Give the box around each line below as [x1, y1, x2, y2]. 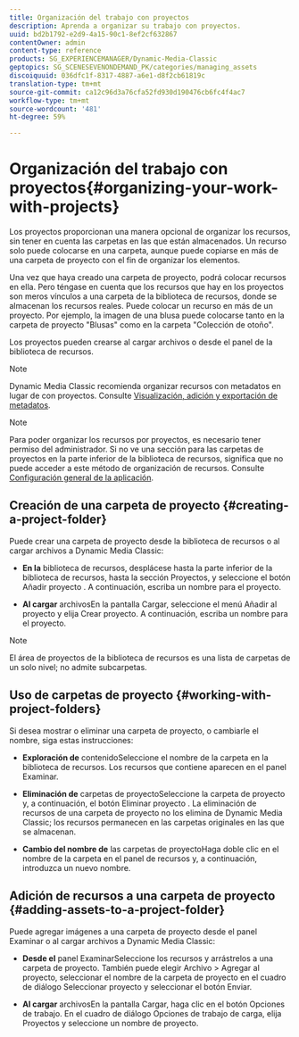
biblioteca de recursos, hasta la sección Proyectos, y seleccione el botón [21, 572, 292, 583]
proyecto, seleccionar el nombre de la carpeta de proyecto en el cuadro [21, 972, 287, 983]
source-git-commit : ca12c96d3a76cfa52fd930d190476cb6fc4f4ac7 [9, 87, 245, 96]
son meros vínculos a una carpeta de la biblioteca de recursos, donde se [9, 291, 278, 302]
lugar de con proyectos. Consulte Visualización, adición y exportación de [9, 390, 278, 402]
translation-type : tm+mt [9, 79, 102, 88]
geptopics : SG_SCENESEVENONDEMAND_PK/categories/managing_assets [9, 63, 257, 72]
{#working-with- [175, 688, 272, 703]
